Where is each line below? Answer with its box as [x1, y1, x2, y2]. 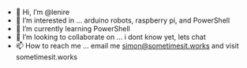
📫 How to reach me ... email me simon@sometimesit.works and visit [15, 41, 239, 50]
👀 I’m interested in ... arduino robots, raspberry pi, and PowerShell [15, 16, 230, 25]
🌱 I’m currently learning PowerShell [15, 24, 130, 33]
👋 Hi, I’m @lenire [15, 8, 69, 16]
